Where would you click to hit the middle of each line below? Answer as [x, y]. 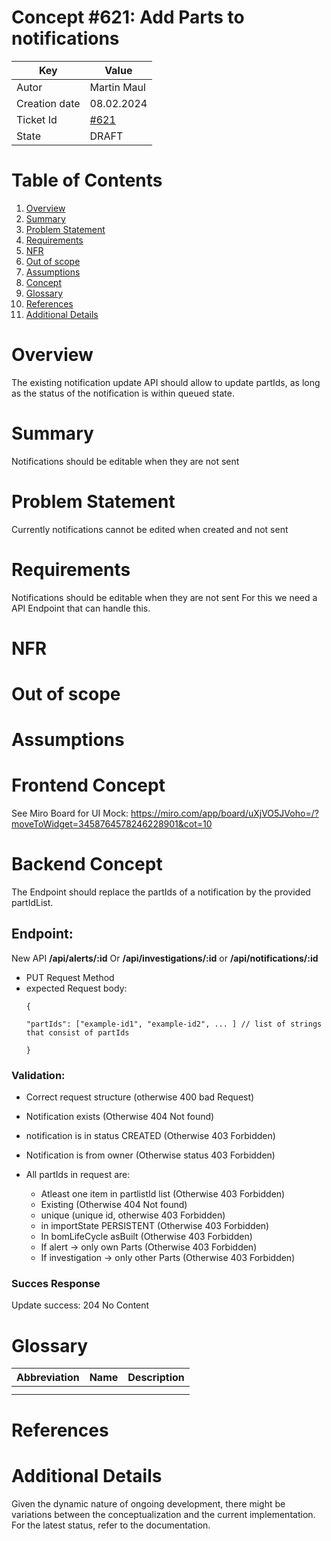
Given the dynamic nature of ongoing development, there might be [148, 1503]
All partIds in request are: [78, 1175]
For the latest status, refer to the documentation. [111, 1525]
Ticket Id [37, 119]
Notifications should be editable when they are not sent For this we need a [164, 597]
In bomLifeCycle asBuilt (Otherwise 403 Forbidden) [146, 1237]
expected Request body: [76, 988]
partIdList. [32, 903]
